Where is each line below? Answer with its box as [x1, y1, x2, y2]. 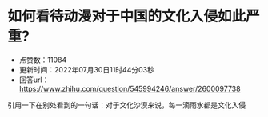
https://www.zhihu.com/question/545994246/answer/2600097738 [18, 84, 241, 93]
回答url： [18, 75, 50, 84]
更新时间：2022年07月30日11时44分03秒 [18, 64, 155, 74]
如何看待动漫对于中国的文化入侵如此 [7, 7, 246, 25]
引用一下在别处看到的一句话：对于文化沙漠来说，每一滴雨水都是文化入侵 [7, 100, 246, 110]
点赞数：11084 [18, 55, 67, 64]
